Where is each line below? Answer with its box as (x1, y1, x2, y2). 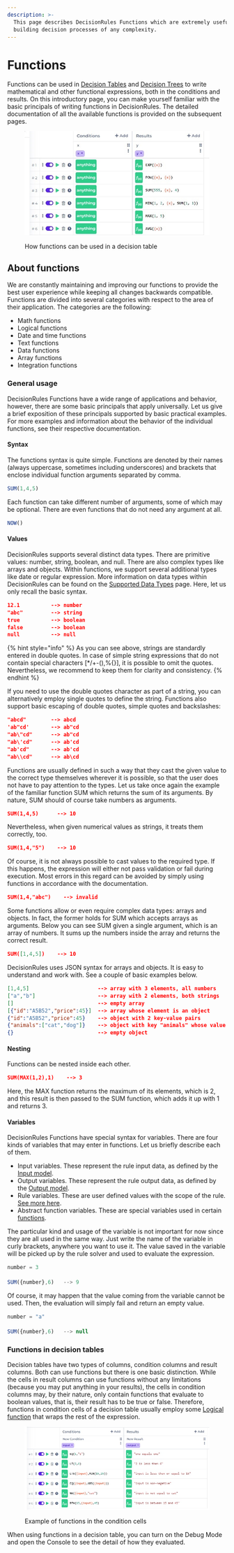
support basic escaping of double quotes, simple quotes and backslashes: (7, 702, 221, 710)
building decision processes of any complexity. (13, 26, 157, 33)
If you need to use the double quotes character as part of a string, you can (7, 687, 221, 696)
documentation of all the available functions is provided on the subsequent (7, 110, 221, 118)
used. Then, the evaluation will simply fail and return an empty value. (7, 1299, 205, 1308)
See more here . (17, 1199, 62, 1208)
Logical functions (17, 324, 68, 332)
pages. (7, 117, 27, 126)
